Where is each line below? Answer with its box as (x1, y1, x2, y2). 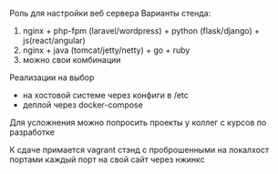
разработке (9, 127, 55, 138)
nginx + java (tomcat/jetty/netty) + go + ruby (22, 45, 190, 56)
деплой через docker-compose (22, 99, 143, 110)
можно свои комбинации (22, 55, 121, 65)
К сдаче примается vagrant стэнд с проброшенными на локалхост (9, 145, 270, 155)
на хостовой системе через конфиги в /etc (22, 90, 190, 100)
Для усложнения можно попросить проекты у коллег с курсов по (9, 118, 267, 128)
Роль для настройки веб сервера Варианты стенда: (9, 8, 211, 18)
